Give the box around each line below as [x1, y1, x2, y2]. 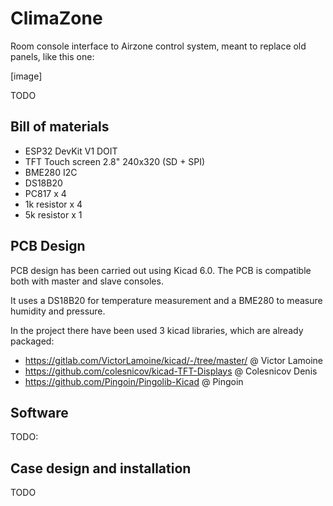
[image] [10, 70, 43, 82]
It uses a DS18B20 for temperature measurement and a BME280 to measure [10, 294, 323, 306]
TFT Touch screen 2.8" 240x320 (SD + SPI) [24, 155, 206, 167]
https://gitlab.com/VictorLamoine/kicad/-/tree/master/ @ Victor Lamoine [24, 354, 323, 366]
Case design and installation [10, 460, 192, 477]
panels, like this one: [10, 50, 95, 62]
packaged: [10, 335, 55, 347]
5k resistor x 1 [24, 208, 83, 221]
